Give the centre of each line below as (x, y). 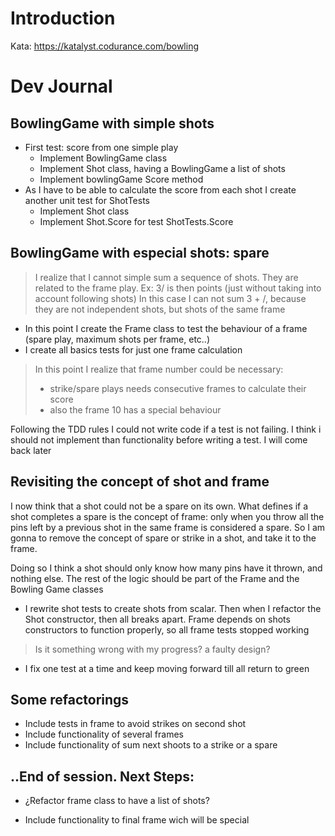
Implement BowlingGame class (103, 158)
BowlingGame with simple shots (112, 123)
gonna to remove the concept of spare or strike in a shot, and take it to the (163, 538)
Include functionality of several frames (104, 734)
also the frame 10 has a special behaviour (135, 409)
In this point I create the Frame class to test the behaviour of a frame (166, 328)
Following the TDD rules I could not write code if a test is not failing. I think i (166, 429)
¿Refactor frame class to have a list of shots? (117, 801)
